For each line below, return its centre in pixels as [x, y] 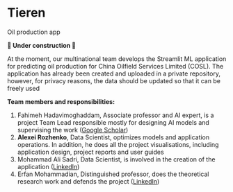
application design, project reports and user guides [91, 152]
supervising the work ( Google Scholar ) [73, 130]
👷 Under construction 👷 [42, 45]
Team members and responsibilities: [61, 101]
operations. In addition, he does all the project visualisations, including [118, 144]
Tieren [26, 13]
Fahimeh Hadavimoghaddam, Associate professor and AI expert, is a [115, 115]
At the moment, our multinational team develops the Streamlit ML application [117, 59]
